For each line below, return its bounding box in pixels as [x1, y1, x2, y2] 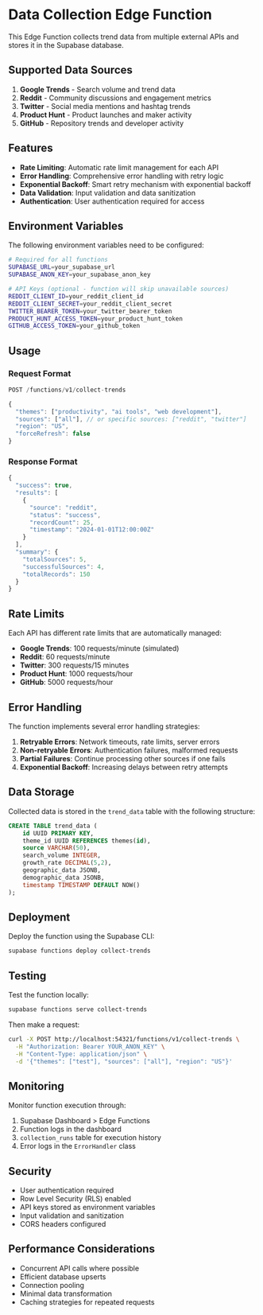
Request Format [8, 368, 72, 379]
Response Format [8, 456, 78, 467]
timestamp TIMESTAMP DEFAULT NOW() [22, 881, 141, 889]
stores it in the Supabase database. [8, 40, 125, 49]
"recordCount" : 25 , [29, 519, 94, 527]
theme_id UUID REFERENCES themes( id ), [22, 837, 151, 845]
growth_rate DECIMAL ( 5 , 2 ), [22, 859, 112, 867]
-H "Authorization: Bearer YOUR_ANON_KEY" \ [15, 1042, 165, 1051]
